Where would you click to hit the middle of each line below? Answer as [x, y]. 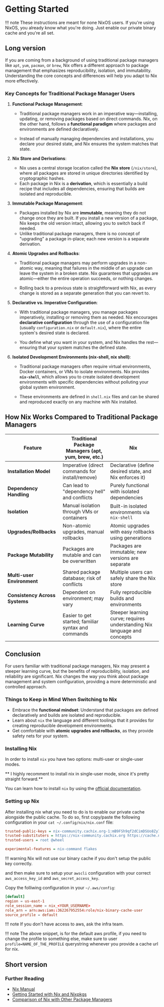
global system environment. [47, 387]
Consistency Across [31, 595]
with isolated [125, 491]
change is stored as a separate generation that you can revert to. [85, 293]
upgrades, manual [83, 532]
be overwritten [79, 561]
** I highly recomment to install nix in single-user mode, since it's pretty [77, 774]
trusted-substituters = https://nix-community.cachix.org [65, 836]
